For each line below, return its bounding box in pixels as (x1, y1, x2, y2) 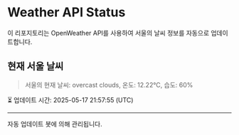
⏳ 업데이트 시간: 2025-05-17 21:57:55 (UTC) (7, 95, 134, 104)
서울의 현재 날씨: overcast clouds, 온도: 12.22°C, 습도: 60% (24, 80, 193, 89)
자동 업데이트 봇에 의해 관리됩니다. (7, 119, 102, 128)
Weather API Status (7, 4, 126, 21)
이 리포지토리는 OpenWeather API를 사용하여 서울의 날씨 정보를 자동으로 (7, 28, 210, 37)
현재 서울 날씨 (7, 60, 64, 72)
